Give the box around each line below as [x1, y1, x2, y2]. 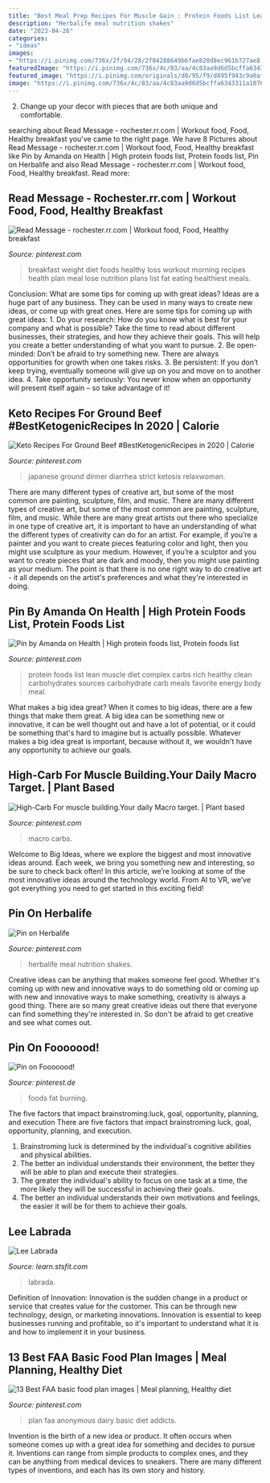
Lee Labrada [8, 1225, 72, 1238]
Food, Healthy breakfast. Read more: [8, 168, 130, 178]
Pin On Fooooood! [8, 1040, 100, 1054]
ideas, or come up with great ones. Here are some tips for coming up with [8, 307, 253, 316]
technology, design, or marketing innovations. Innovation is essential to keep [8, 1310, 262, 1320]
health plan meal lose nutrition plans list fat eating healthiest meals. [27, 274, 252, 283]
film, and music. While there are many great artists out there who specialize [8, 513, 259, 523]
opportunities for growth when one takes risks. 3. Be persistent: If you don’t [8, 357, 259, 367]
